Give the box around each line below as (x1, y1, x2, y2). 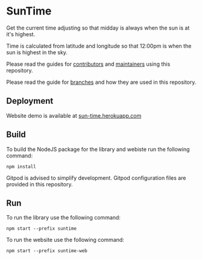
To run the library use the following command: (6, 214, 121, 221)
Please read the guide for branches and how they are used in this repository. (6, 78, 197, 86)
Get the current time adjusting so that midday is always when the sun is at (6, 24, 190, 31)
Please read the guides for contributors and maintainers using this (6, 60, 171, 68)
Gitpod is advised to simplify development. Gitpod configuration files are (6, 174, 186, 182)
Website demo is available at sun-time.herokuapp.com (6, 112, 142, 119)
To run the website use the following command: (6, 236, 125, 244)
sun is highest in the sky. (6, 48, 68, 55)
